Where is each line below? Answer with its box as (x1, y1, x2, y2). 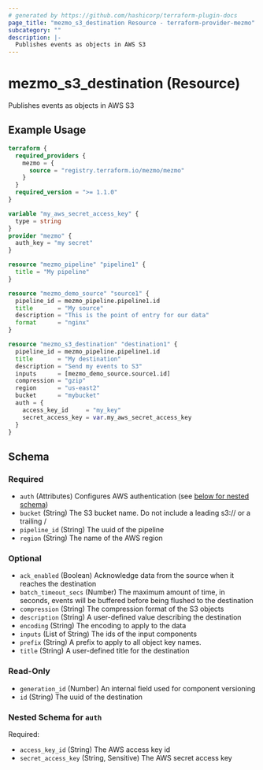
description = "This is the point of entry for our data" (15, 312, 210, 320)
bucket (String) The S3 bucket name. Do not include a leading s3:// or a (19, 509, 250, 518)
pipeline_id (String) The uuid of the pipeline (19, 525, 165, 535)
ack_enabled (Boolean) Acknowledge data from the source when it (19, 571, 235, 580)
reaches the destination (19, 579, 97, 589)
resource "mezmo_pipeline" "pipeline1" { (8, 261, 146, 268)
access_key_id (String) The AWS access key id (19, 745, 171, 754)
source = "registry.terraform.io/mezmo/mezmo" (28, 166, 185, 174)
